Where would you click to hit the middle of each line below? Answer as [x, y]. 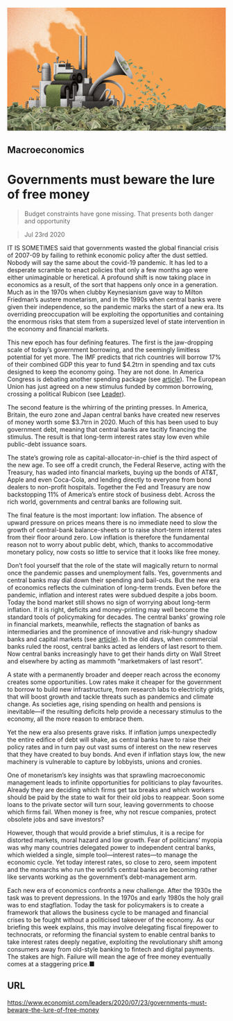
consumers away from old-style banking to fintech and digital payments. [111, 949]
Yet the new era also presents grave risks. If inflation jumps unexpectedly [112, 732]
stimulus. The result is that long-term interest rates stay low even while [109, 437]
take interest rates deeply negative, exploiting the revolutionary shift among [115, 942]
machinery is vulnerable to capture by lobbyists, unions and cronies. [105, 761]
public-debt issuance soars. [47, 444]
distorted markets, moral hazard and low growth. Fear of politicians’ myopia [115, 840]
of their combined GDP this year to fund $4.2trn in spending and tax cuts [111, 364]
